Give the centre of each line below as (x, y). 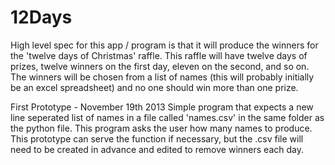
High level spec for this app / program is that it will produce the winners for (164, 45)
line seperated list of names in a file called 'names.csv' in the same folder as (167, 117)
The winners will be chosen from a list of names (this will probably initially (162, 77)
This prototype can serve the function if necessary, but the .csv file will (157, 138)
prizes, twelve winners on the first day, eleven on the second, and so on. (160, 66)
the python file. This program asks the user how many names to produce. (161, 128)
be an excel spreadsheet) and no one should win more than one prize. (154, 87)
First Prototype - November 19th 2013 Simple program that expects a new (162, 107)
